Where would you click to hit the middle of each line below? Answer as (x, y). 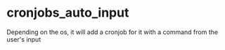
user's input (24, 39)
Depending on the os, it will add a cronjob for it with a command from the (112, 32)
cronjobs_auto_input (68, 13)
